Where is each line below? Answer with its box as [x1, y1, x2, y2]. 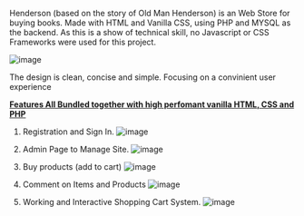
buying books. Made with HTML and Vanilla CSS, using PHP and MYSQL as [9, 17, 291, 28]
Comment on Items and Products [22, 179, 147, 190]
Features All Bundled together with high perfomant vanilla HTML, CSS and [9, 99, 295, 110]
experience [9, 82, 52, 92]
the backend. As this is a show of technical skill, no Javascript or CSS [9, 27, 270, 37]
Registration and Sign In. [22, 126, 115, 137]
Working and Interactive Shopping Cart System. [22, 197, 201, 207]
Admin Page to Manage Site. [22, 144, 130, 154]
